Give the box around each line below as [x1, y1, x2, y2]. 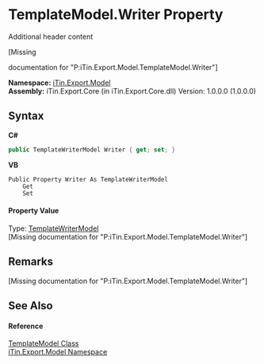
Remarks [8, 255, 54, 269]
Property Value [8, 206, 59, 216]
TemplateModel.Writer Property [8, 6, 224, 24]
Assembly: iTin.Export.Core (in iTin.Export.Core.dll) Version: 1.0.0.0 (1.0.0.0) [8, 86, 256, 96]
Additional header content [8, 32, 94, 41]
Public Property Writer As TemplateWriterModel [8, 175, 169, 183]
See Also [8, 299, 53, 312]
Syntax [8, 109, 44, 123]
